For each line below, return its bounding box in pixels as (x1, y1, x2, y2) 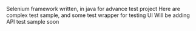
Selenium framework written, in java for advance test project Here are (6, 5, 181, 12)
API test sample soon (6, 18, 59, 25)
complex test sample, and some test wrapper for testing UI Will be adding (6, 12, 190, 19)
